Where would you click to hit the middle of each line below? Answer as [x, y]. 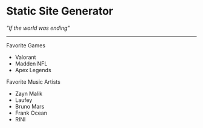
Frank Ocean [31, 113]
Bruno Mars [30, 106]
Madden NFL [31, 63]
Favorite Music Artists [33, 82]
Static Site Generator [60, 11]
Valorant [25, 57]
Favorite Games [26, 45]
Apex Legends [33, 70]
